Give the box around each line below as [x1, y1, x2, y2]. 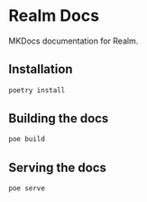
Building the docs [8, 111, 109, 127]
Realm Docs [8, 5, 100, 26]
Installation [8, 62, 73, 77]
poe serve [8, 184, 46, 193]
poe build [8, 135, 46, 144]
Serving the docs [8, 159, 107, 175]
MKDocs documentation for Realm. [8, 35, 139, 46]
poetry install [8, 85, 66, 95]
